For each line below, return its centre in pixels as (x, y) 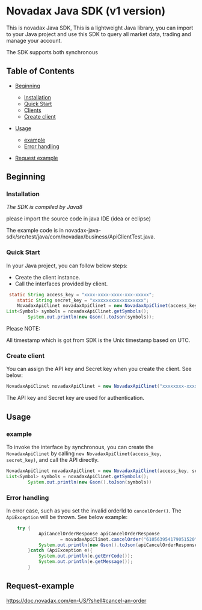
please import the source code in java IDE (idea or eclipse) (79, 219)
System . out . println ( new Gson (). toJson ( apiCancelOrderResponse (118, 545)
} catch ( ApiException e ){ (60, 550)
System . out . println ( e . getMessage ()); (86, 562)
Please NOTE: (23, 329)
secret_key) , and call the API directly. (53, 459)
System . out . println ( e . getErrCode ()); (86, 556)
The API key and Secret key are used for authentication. (75, 398)
